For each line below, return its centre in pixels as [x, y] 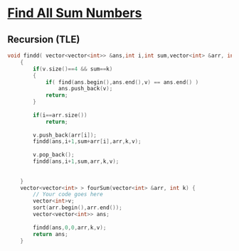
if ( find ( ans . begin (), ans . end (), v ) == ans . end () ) [122, 82]
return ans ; [51, 234]
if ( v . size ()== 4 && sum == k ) [73, 69]
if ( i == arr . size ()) [60, 115]
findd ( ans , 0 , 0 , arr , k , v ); [70, 228]
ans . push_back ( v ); [85, 89]
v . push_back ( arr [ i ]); [65, 135]
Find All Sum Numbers [75, 13]
